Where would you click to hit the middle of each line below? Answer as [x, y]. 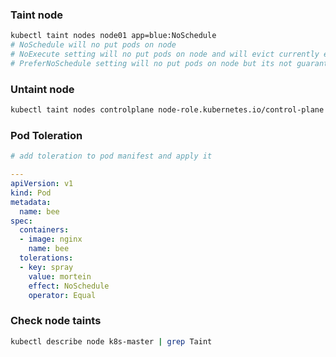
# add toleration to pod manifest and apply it [111, 156]
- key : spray [46, 267]
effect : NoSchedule [69, 286]
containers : [44, 230]
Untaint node [42, 89]
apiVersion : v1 [42, 184]
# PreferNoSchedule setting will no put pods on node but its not [151, 63]
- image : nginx [51, 239]
